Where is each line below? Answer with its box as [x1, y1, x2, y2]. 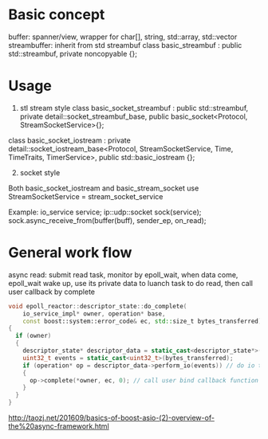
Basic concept [8, 6, 105, 24]
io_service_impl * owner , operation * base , [22, 309, 166, 318]
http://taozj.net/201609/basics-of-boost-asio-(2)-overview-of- [8, 413, 215, 423]
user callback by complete [8, 287, 96, 296]
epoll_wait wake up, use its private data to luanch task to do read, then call [8, 278, 254, 288]
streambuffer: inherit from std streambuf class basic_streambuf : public [8, 40, 242, 49]
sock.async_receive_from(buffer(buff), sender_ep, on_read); [8, 215, 207, 225]
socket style [19, 167, 61, 177]
